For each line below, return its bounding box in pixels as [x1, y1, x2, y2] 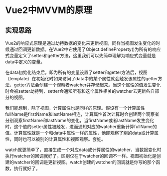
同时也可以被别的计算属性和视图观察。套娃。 [13, 136, 106, 142]
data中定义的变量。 [5, 59, 45, 65]
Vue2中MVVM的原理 [5, 4, 93, 16]
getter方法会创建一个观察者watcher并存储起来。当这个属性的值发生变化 [13, 82, 161, 88]
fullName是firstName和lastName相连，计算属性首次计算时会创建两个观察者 [5, 111, 160, 117]
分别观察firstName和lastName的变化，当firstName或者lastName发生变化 [5, 118, 155, 123]
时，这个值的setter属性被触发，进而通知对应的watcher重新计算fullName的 [5, 124, 157, 130]
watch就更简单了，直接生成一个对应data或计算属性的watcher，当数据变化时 [5, 147, 162, 153]
